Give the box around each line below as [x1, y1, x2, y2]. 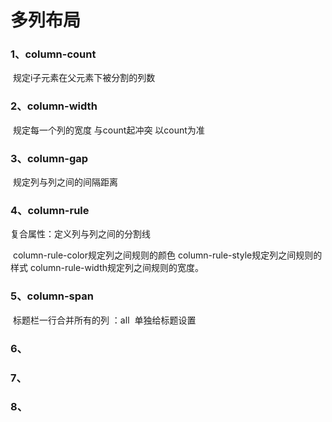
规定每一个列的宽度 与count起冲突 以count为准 [12, 124, 205, 136]
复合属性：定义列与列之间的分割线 [10, 228, 151, 240]
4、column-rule [10, 204, 90, 217]
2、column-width [10, 99, 98, 113]
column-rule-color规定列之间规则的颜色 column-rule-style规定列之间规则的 [12, 249, 323, 261]
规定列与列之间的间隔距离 [12, 176, 118, 188]
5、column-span [10, 289, 94, 303]
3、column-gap [10, 151, 89, 165]
